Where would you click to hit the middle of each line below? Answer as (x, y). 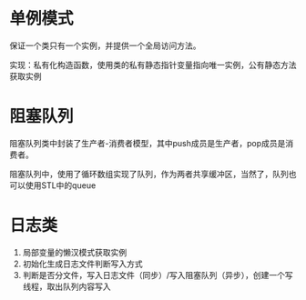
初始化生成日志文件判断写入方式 (82, 264)
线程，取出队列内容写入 (66, 286)
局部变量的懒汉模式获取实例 (75, 252)
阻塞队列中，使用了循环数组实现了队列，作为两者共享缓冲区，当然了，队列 (149, 174)
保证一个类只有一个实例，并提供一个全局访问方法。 (105, 45)
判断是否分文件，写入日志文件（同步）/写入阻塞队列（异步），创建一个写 (158, 275)
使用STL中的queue (61, 185)
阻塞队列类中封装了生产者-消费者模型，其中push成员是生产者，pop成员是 (148, 143)
